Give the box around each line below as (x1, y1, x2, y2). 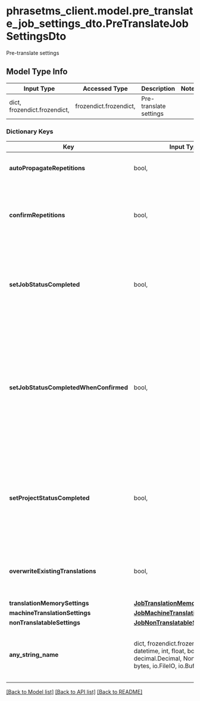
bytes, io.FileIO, (133, 662, 177, 670)
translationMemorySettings (9, 599, 89, 607)
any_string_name (9, 651, 59, 659)
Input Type (23, 84, 55, 93)
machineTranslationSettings (9, 609, 91, 617)
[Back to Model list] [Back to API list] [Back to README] (6, 688, 143, 696)
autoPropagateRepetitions (9, 164, 85, 173)
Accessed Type (82, 84, 128, 93)
